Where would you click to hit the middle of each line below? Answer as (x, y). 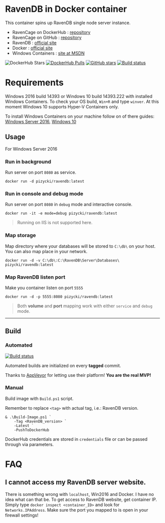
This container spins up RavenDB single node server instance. (68, 23)
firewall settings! (22, 515)
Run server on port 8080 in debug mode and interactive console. (69, 204)
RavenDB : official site (34, 42)
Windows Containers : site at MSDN (48, 53)
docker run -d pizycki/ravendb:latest (45, 181)
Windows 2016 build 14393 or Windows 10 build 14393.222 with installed (79, 96)
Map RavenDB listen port (35, 277)
